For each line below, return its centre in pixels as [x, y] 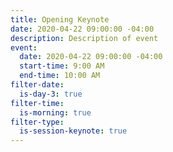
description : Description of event [84, 38]
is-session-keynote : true [73, 131]
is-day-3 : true [51, 94]
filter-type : [37, 122]
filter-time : [37, 103]
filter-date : [37, 85]
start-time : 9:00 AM [62, 66]
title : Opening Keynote [60, 19]
